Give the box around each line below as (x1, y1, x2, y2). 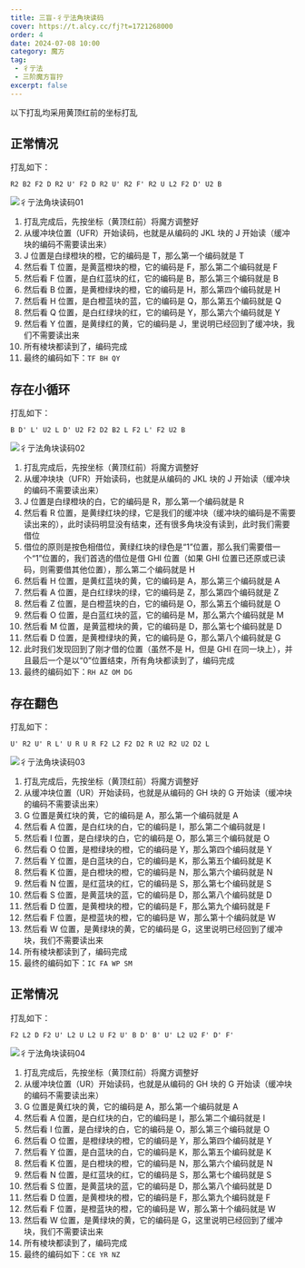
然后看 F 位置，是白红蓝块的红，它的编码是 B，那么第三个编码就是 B (23, 273, 280, 284)
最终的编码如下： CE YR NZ (23, 1248, 121, 1259)
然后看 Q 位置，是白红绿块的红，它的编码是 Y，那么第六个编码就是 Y (23, 307, 280, 318)
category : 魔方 (10, 47, 65, 56)
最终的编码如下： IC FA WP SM (23, 957, 133, 968)
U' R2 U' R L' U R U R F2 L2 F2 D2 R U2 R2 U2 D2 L (10, 739, 210, 749)
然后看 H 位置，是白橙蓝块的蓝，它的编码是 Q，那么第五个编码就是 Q (23, 296, 282, 307)
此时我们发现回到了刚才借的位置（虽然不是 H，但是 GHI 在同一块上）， (23, 644, 285, 655)
